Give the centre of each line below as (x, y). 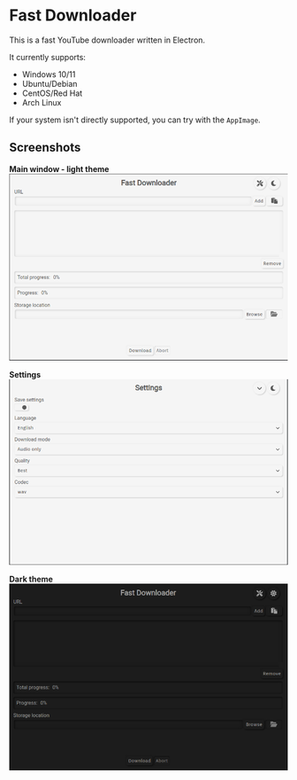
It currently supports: (48, 57)
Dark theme (31, 579)
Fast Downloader (73, 16)
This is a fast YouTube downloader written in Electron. (107, 40)
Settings (25, 375)
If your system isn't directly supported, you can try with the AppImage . (135, 120)
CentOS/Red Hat (52, 93)
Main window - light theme (59, 168)
